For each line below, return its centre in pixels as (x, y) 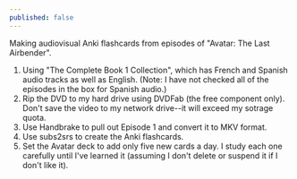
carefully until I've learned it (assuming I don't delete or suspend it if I (150, 155)
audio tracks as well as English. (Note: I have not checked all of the (145, 79)
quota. (34, 117)
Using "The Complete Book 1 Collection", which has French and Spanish (155, 70)
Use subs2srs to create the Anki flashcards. (103, 136)
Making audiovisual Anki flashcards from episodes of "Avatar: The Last (140, 43)
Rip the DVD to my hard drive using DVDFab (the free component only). (153, 98)
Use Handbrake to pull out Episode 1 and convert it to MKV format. (144, 127)
